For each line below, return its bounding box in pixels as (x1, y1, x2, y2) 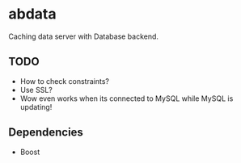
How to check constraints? (19, 76, 109, 86)
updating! (19, 102, 53, 111)
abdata (8, 5, 57, 23)
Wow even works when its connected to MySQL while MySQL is (19, 94, 234, 103)
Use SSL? (19, 85, 53, 94)
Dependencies (8, 126, 83, 140)
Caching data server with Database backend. (8, 31, 159, 41)
